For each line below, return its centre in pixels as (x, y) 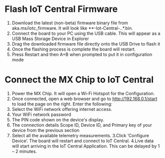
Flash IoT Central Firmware (61, 9)
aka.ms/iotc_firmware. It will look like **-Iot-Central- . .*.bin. (72, 28)
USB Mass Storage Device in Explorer (50, 39)
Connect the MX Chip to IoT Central (79, 80)
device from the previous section (46, 130)
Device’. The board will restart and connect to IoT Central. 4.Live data (83, 141)
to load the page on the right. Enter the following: (62, 104)
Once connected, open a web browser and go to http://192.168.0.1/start (84, 99)
